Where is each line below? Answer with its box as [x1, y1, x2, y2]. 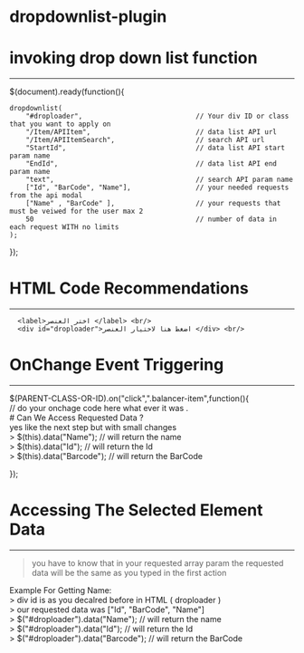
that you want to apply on [9, 120, 111, 129]
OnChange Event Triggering [9, 355, 224, 375]
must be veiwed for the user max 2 [9, 206, 144, 216]
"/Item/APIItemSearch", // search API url [25, 136, 265, 145]
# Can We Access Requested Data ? [9, 412, 144, 423]
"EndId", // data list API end [25, 159, 278, 168]
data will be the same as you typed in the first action [31, 567, 227, 578]
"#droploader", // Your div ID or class [25, 111, 290, 121]
